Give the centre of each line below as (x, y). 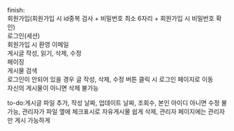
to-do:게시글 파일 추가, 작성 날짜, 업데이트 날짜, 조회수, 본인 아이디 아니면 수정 (114, 103)
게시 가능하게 (32, 120)
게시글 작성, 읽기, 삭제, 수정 (44, 53)
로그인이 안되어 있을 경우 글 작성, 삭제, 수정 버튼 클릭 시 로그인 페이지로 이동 (110, 79)
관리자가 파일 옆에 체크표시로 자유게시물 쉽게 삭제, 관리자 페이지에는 (114, 111)
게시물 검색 (22, 70)
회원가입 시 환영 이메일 (38, 44)
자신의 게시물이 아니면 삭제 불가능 (53, 88)
